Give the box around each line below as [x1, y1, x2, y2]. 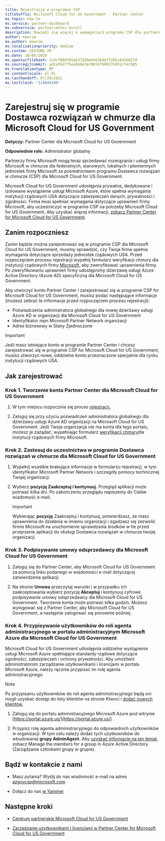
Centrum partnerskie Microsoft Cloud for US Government [12, 815, 129, 821]
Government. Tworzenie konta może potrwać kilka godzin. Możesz [12, 599, 147, 605]
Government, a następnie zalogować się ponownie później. [12, 610, 132, 616]
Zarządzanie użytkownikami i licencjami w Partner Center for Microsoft [12, 825, 156, 831]
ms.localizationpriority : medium [5, 44, 74, 49]
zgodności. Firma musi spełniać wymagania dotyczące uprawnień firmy [5, 198, 150, 204]
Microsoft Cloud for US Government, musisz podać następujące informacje [5, 293, 157, 299]
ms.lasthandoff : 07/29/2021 [5, 76, 63, 81]
